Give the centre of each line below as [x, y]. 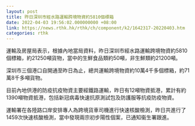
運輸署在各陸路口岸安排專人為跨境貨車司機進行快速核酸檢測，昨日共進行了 [96, 110]
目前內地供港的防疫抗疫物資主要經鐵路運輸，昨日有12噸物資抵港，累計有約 [96, 90]
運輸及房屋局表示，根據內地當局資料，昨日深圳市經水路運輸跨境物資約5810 [97, 51]
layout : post [22, 11]
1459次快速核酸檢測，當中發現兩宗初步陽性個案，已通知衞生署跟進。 [89, 117]
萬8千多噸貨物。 [26, 78]
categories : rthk [27, 33]
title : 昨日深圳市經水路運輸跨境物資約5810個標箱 [60, 17]
